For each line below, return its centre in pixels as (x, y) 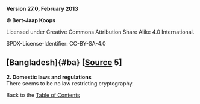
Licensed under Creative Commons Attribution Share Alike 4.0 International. (100, 32)
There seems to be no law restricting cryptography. (70, 83)
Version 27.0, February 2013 (42, 9)
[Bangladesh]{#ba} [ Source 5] (64, 63)
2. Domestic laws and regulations (49, 77)
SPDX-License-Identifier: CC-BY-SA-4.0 (56, 44)
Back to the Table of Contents (43, 95)
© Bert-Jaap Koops (31, 20)
